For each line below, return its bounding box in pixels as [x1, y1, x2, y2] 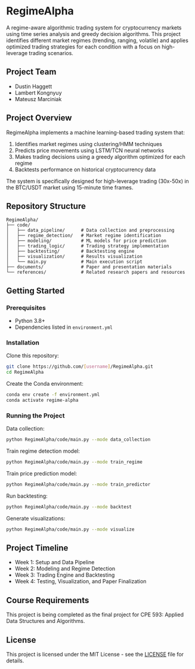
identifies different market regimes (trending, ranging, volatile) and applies [6, 37, 189, 44]
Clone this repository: [6, 352, 60, 359]
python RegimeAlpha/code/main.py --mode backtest [6, 504, 132, 510]
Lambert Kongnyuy [14, 89, 62, 96]
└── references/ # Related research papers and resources [6, 270, 185, 276]
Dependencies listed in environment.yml [14, 323, 113, 331]
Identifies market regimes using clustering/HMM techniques [14, 140, 162, 147]
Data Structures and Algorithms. [6, 617, 85, 625]
